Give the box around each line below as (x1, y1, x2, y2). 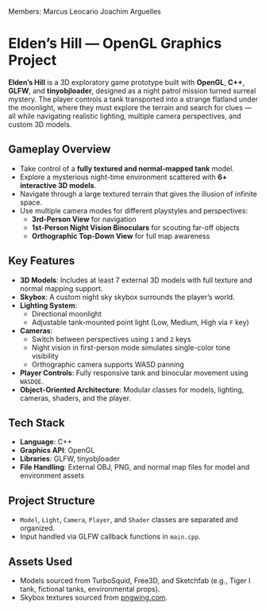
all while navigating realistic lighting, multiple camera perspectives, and (8, 111, 241, 121)
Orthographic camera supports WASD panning (31, 359, 184, 369)
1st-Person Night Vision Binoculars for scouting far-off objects (31, 222, 240, 232)
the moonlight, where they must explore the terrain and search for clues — (8, 102, 253, 112)
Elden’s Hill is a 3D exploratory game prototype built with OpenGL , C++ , (8, 77, 245, 86)
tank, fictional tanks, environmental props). (19, 585, 160, 593)
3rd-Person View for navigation (31, 214, 137, 224)
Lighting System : (19, 301, 78, 310)
